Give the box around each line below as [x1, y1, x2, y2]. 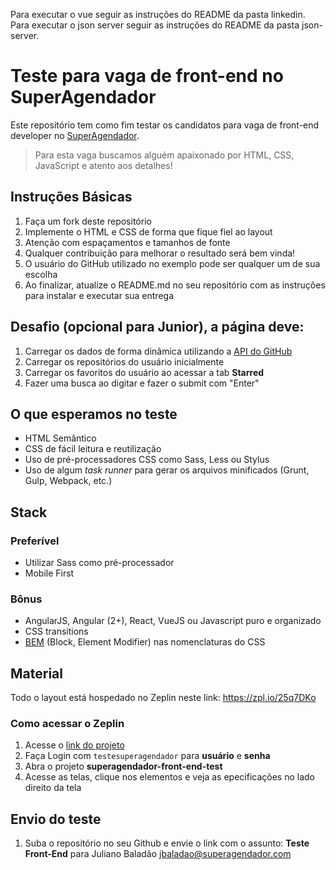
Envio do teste [10, 810, 102, 828]
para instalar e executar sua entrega [24, 289, 175, 301]
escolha [24, 268, 58, 280]
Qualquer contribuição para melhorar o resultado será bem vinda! [24, 247, 296, 259]
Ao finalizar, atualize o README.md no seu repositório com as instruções [24, 279, 326, 291]
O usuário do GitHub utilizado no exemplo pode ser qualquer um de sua [24, 257, 321, 269]
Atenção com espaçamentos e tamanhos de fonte [24, 236, 231, 248]
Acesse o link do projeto [24, 739, 125, 751]
